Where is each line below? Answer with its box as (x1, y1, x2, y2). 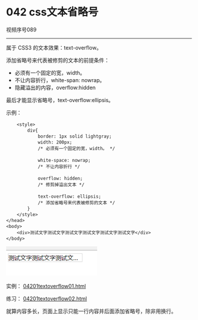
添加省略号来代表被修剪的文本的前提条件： (6, 57, 110, 64)
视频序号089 (6, 26, 37, 33)
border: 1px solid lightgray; (37, 133, 112, 139)
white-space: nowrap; (37, 157, 91, 163)
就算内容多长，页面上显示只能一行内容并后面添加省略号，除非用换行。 (6, 308, 177, 315)
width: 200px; (37, 139, 72, 145)
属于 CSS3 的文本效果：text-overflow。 (6, 44, 102, 51)
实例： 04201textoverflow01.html (6, 282, 87, 289)
